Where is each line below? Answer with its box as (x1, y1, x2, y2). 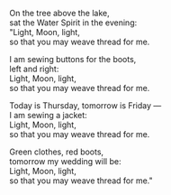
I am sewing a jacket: (9, 110, 87, 120)
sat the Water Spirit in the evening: (9, 17, 138, 28)
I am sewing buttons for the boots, (9, 54, 137, 64)
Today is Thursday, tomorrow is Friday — (9, 100, 162, 111)
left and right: (9, 63, 59, 74)
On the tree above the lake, (9, 8, 110, 18)
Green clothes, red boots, (9, 146, 104, 157)
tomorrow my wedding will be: (9, 156, 121, 166)
